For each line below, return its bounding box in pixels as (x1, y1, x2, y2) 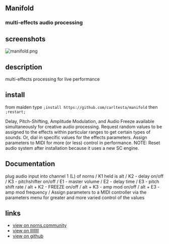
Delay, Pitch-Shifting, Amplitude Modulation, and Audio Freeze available (5, 118, 155, 124)
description (5, 63, 42, 71)
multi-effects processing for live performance (5, 76, 100, 82)
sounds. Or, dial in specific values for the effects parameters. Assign (5, 134, 147, 140)
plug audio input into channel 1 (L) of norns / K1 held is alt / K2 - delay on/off (5, 173, 164, 179)
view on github (12, 233, 44, 239)
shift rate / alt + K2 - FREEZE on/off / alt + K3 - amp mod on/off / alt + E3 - (5, 184, 160, 190)
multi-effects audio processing (5, 19, 83, 26)
